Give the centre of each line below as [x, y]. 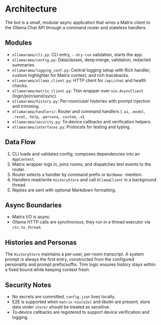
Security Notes [28, 285]
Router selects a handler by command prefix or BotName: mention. [77, 174]
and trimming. [26, 106]
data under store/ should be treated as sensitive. [61, 307]
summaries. [24, 65]
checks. [20, 86]
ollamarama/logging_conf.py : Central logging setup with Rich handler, [81, 70]
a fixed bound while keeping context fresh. [48, 270]
